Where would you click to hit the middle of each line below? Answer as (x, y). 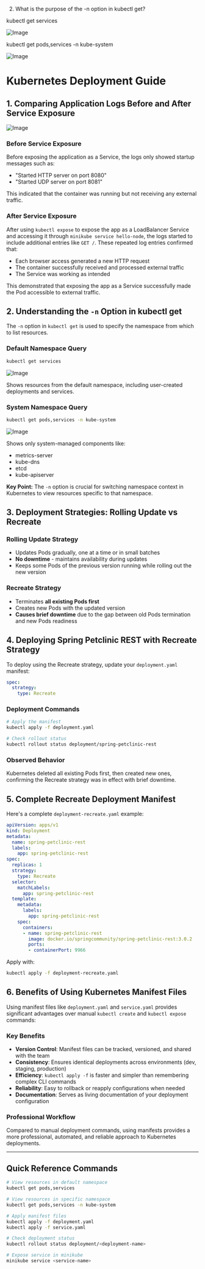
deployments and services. (40, 391)
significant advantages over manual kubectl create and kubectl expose (96, 1013)
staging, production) (41, 1069)
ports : (37, 945)
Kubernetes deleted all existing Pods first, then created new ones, (89, 773)
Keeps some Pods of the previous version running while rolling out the (103, 566)
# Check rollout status (37, 739)
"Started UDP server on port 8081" (59, 182)
